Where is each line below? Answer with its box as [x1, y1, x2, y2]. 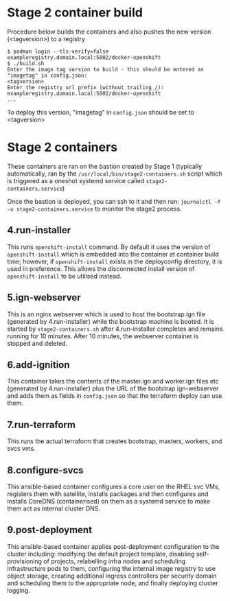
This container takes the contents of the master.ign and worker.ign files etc [7, 377, 220, 386]
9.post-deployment [7, 524, 93, 536]
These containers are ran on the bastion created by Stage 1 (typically [7, 162, 203, 170]
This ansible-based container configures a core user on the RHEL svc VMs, [7, 482, 220, 491]
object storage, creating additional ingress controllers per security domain [7, 571, 217, 580]
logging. [7, 586, 31, 594]
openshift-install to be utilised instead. [7, 272, 122, 280]
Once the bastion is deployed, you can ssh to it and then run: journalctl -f [7, 197, 221, 205]
